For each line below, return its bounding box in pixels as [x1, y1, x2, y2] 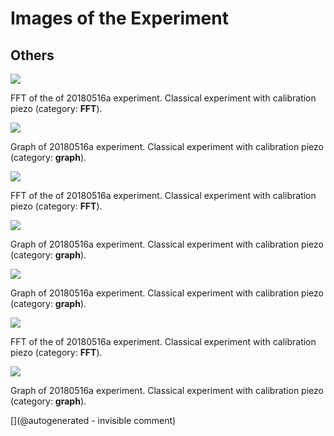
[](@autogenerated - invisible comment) [10, 415, 177, 426]
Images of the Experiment [10, 7, 229, 30]
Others [10, 47, 55, 64]
